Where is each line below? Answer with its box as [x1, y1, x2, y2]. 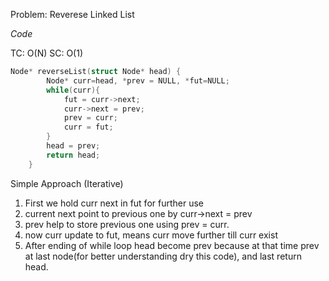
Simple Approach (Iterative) [10, 177, 124, 189]
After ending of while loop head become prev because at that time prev [24, 239, 320, 251]
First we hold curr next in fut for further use [24, 197, 204, 209]
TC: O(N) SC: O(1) [10, 47, 84, 59]
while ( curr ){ [46, 85, 101, 95]
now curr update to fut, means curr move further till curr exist [24, 229, 278, 241]
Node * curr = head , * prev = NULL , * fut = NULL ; [46, 75, 230, 86]
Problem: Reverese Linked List [10, 9, 135, 20]
